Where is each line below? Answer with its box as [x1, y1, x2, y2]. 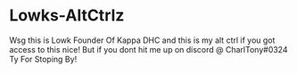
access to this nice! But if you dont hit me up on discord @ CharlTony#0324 [9, 44, 288, 54]
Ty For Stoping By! [9, 53, 78, 64]
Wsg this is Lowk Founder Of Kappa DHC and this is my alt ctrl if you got [9, 35, 276, 45]
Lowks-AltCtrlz [9, 5, 125, 26]
